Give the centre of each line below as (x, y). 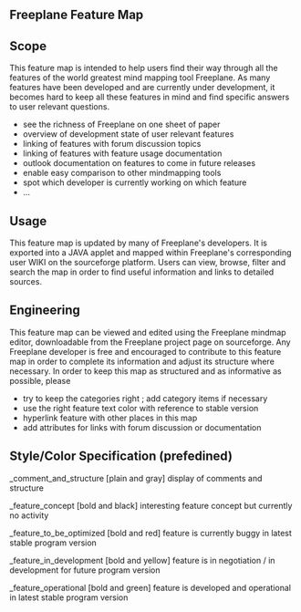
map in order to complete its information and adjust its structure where (142, 361)
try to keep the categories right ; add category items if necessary (145, 398)
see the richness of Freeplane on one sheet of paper (121, 124)
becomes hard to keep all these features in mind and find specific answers (150, 97)
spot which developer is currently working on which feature (135, 182)
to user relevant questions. (60, 107)
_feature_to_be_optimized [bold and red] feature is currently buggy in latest (150, 533)
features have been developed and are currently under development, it (142, 88)
